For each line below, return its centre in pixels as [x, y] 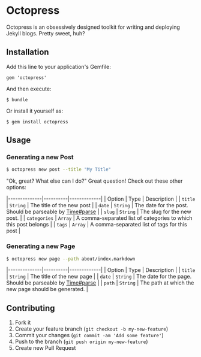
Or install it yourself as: [34, 111]
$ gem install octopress [37, 122]
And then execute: [29, 89]
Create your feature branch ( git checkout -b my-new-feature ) [91, 329]
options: [16, 187]
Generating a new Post [40, 158]
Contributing [31, 308]
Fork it [23, 323]
